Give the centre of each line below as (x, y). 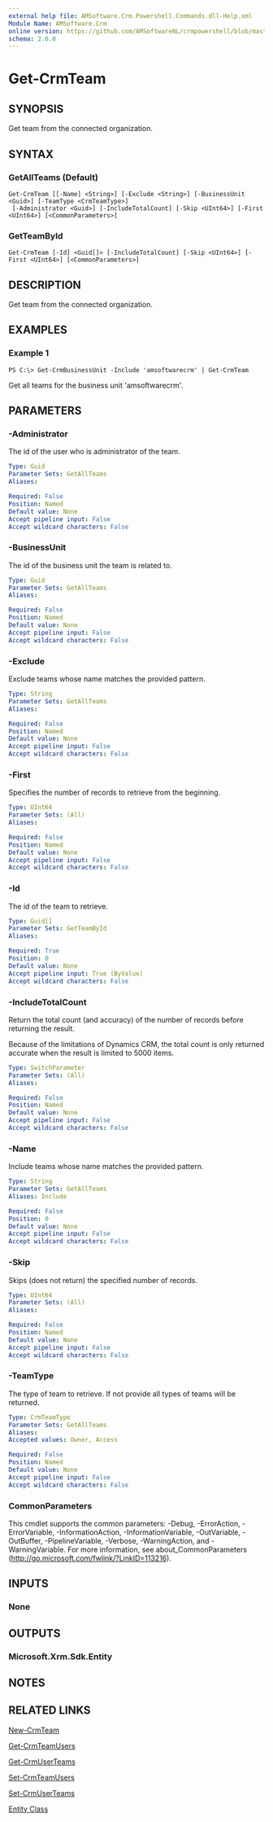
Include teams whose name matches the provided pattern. (106, 1167)
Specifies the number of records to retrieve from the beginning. (115, 793)
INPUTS (28, 1584)
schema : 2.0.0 (32, 39)
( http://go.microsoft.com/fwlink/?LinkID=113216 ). (90, 1558)
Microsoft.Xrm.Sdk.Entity (61, 1656)
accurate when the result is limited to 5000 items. (91, 1053)
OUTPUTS (35, 1633)
